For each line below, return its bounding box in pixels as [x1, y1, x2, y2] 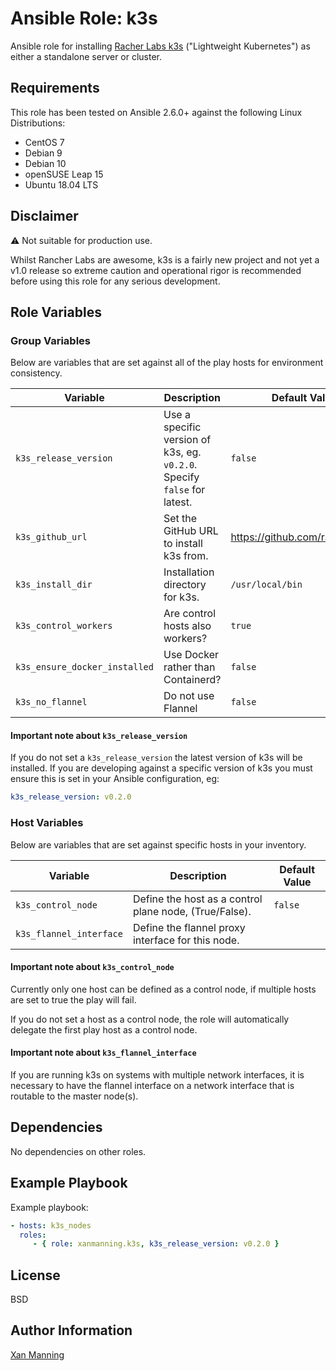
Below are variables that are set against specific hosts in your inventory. [10, 838, 307, 851]
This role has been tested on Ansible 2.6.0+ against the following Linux [10, 106, 303, 118]
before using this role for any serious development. [10, 275, 221, 287]
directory [163, 578, 207, 592]
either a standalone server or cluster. [10, 50, 163, 62]
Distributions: [10, 117, 66, 129]
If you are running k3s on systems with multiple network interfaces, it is [10, 1069, 305, 1081]
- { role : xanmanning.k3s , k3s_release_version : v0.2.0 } [32, 1239, 280, 1249]
